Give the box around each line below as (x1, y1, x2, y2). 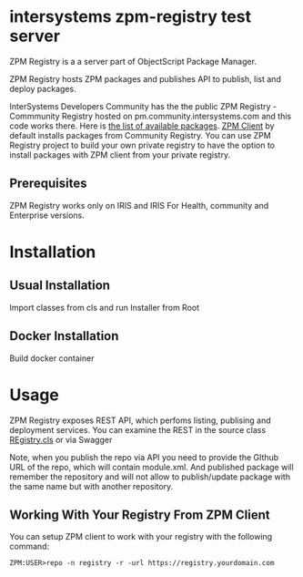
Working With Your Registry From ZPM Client (9, 507, 270, 522)
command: (9, 541, 50, 552)
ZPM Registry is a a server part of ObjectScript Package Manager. (9, 56, 258, 67)
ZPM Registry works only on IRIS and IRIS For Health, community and (9, 200, 269, 211)
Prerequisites (9, 176, 87, 191)
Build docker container (9, 353, 95, 364)
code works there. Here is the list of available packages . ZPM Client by (9, 120, 275, 131)
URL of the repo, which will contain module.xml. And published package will (9, 461, 294, 472)
